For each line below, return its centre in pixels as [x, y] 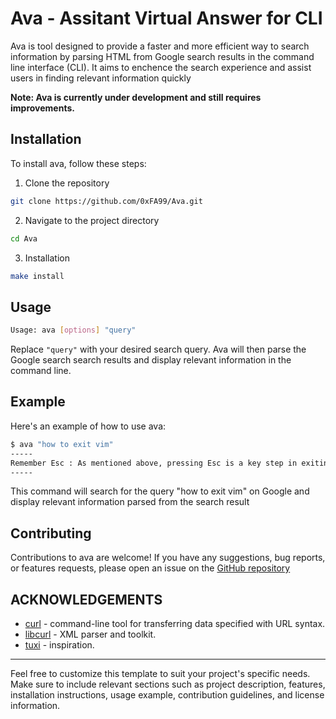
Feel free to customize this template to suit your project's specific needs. [160, 673]
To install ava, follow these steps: [78, 163]
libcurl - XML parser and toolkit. [90, 634]
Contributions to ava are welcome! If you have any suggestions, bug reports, [168, 558]
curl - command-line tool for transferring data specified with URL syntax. [175, 623]
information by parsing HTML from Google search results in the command [162, 56]
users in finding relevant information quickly [101, 78]
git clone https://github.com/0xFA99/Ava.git [106, 201]
